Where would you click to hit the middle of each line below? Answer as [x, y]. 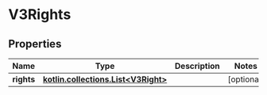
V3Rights [40, 15]
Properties [35, 44]
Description [197, 66]
